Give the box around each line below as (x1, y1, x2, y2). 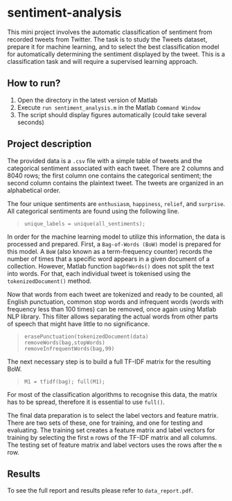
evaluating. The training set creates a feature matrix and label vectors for (7, 425, 215, 434)
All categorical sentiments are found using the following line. (7, 207, 180, 215)
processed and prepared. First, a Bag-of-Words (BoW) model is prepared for (7, 239, 222, 248)
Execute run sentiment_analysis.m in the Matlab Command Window (17, 103, 201, 112)
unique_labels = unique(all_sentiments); (24, 220, 145, 227)
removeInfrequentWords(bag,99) (24, 345, 115, 352)
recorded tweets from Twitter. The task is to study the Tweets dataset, (7, 35, 208, 43)
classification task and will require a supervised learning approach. (7, 57, 199, 65)
